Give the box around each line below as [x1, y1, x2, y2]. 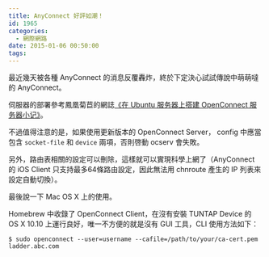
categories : [8, 27, 48, 35]
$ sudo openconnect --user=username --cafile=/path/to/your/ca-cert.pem [8, 235, 258, 243]
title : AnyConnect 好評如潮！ [8, 11, 104, 20]
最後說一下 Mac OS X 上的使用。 [8, 192, 117, 201]
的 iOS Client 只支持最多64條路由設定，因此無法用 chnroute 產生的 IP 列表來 [8, 165, 261, 174]
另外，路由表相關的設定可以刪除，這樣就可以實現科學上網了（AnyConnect [8, 154, 255, 164]
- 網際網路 [15, 34, 48, 43]
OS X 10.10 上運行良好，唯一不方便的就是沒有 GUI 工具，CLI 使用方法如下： [8, 219, 258, 229]
